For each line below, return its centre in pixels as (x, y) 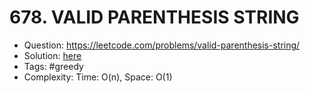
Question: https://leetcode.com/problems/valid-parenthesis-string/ (162, 45)
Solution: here (52, 55)
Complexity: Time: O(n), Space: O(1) (98, 77)
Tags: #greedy (53, 66)
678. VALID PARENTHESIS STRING (154, 17)
